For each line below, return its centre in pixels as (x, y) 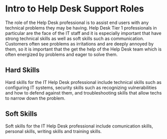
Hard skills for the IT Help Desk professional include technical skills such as (83, 82)
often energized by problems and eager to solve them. (62, 54)
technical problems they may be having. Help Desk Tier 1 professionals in (81, 27)
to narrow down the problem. (35, 98)
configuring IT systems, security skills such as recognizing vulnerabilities (81, 87)
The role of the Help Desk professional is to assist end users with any (77, 22)
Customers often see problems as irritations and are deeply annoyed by (79, 43)
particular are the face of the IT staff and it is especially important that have (83, 33)
